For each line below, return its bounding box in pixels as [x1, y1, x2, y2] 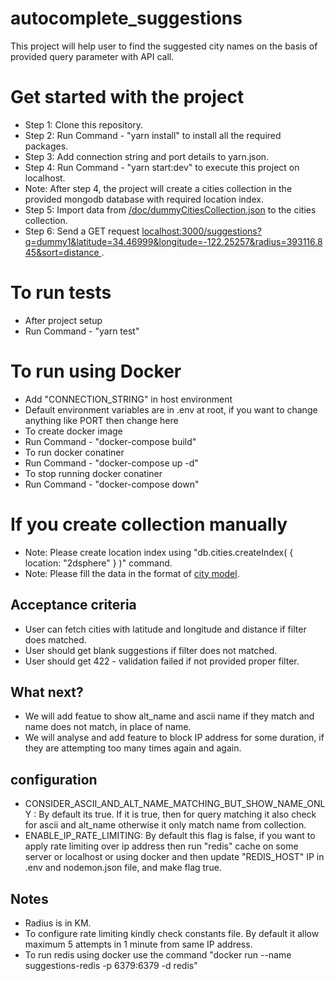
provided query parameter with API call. [10, 50, 175, 62]
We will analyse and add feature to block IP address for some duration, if [24, 732, 325, 744]
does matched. [24, 633, 87, 646]
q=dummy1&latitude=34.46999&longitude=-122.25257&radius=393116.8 [24, 235, 323, 247]
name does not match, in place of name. [24, 721, 192, 733]
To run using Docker [10, 360, 182, 382]
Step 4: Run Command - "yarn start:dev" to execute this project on [24, 161, 300, 173]
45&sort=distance [24, 246, 100, 258]
